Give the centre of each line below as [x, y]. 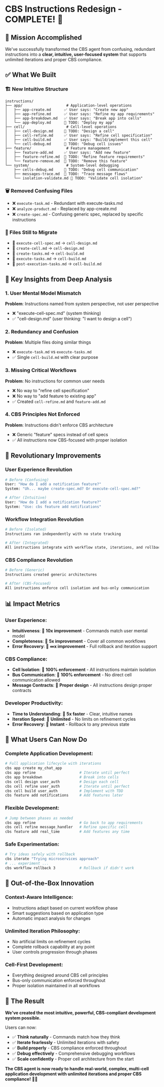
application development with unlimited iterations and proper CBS [73, 1074]
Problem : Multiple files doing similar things [48, 342]
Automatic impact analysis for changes [51, 918]
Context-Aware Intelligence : [39, 897]
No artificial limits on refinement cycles [51, 941]
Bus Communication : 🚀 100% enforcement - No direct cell [72, 675]
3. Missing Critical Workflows [41, 370]
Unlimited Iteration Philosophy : [43, 931]
